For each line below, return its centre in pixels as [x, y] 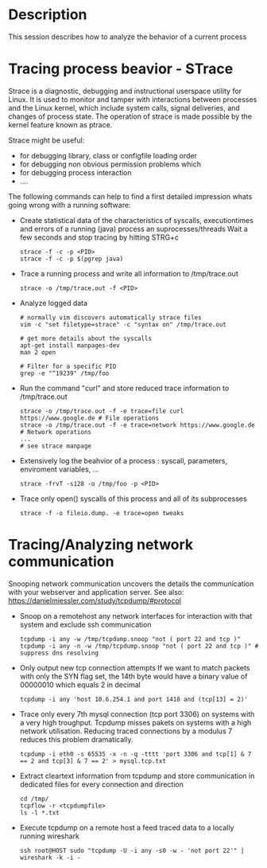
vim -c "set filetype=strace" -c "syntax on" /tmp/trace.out [123, 324]
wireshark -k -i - [50, 858]
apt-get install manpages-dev [70, 345]
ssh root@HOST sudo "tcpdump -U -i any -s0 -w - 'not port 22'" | [132, 850]
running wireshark [49, 836]
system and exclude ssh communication [85, 624]
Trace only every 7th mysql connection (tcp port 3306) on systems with [137, 714]
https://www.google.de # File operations [89, 418]
